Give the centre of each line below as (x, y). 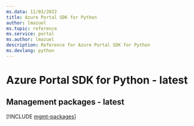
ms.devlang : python (30, 51)
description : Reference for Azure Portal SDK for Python (78, 45)
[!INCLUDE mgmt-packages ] (41, 116)
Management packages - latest (65, 102)
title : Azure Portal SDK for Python (51, 17)
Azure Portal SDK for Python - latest (97, 80)
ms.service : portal (30, 34)
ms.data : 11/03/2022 (32, 12)
